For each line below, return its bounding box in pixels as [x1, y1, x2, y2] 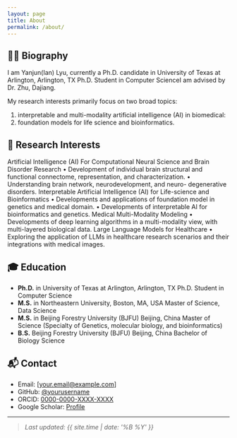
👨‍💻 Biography [7, 49, 68, 61]
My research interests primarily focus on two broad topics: [7, 97, 178, 106]
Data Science [17, 306, 57, 314]
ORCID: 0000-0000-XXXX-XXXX [17, 395, 114, 403]
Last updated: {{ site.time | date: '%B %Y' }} [24, 422, 154, 431]
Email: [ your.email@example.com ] [17, 379, 117, 389]
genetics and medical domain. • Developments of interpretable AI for [7, 203, 208, 211]
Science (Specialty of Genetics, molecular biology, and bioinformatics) [17, 321, 223, 329]
